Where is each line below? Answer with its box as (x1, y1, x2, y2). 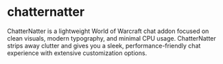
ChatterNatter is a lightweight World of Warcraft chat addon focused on (7, 27, 209, 35)
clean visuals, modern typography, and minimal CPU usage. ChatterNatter (7, 34, 216, 42)
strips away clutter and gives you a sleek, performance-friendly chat (7, 41, 201, 50)
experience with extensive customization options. (7, 49, 148, 57)
